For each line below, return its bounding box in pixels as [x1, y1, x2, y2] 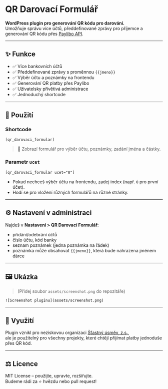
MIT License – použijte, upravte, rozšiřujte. [5, 372, 93, 378]
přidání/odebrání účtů [12, 231, 57, 237]
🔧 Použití [5, 111, 33, 120]
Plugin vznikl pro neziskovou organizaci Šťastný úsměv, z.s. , [5, 329, 129, 336]
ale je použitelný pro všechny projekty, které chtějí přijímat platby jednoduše [5, 335, 162, 341]
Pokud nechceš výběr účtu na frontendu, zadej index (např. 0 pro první [12, 179, 158, 185]
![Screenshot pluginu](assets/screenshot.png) [5, 298, 104, 303]
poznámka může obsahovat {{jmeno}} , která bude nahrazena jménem [12, 247, 156, 253]
